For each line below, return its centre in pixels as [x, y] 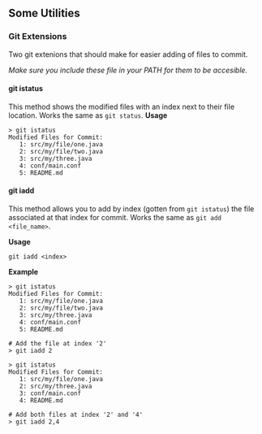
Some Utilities [45, 13]
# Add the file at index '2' [58, 344]
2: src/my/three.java [56, 386]
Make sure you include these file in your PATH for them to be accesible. [128, 70]
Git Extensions [38, 37]
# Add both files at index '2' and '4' [76, 415]
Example [24, 272]
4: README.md [41, 401]
